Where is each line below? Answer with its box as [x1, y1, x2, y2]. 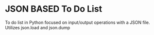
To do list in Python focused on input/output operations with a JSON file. [5, 19, 150, 25]
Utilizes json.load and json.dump [5, 24, 70, 30]
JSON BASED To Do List [5, 3, 103, 15]
